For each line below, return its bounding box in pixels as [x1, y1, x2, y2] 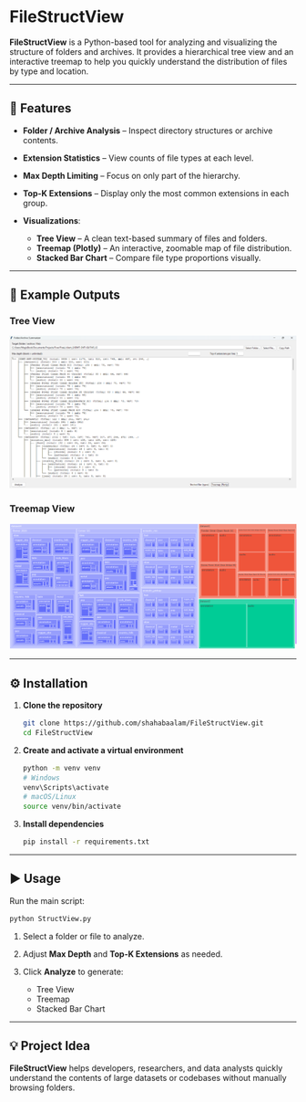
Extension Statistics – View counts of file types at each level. [22, 152, 254, 163]
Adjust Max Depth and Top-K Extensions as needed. [22, 948, 223, 960]
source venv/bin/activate [22, 802, 121, 812]
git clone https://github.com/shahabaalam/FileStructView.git [22, 719, 264, 728]
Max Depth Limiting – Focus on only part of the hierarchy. [22, 170, 241, 181]
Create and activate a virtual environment [22, 744, 184, 755]
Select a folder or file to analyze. [22, 930, 145, 941]
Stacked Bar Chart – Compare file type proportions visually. [36, 252, 261, 263]
